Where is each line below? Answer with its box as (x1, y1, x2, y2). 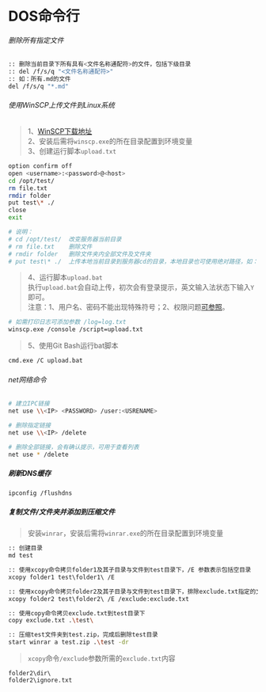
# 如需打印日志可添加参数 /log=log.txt (8, 318, 127, 326)
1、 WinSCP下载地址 (27, 127, 93, 136)
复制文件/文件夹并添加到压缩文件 (8, 507, 116, 516)
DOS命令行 (8, 7, 81, 25)
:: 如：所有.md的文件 (8, 75, 71, 83)
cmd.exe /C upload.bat (8, 357, 83, 365)
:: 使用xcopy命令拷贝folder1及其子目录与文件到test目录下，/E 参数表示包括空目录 (8, 566, 252, 574)
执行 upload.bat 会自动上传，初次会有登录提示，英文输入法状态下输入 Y (27, 283, 255, 292)
